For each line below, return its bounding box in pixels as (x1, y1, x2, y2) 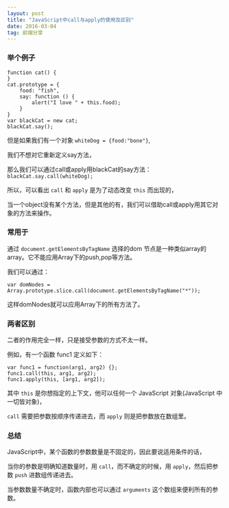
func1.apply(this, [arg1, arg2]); (7, 376, 106, 383)
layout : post (7, 10, 45, 17)
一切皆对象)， (7, 398, 46, 406)
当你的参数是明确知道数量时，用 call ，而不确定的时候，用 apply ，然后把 (7, 462, 213, 470)
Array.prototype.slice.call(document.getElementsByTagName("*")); (7, 287, 201, 294)
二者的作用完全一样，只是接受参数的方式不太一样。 (7, 336, 152, 344)
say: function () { (19, 93, 75, 100)
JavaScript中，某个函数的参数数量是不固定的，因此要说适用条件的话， (7, 448, 206, 456)
